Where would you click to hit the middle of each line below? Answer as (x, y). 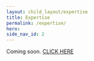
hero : (13, 29)
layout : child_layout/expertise (47, 12)
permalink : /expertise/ (36, 23)
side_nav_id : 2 (25, 34)
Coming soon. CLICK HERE (40, 51)
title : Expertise (28, 18)
